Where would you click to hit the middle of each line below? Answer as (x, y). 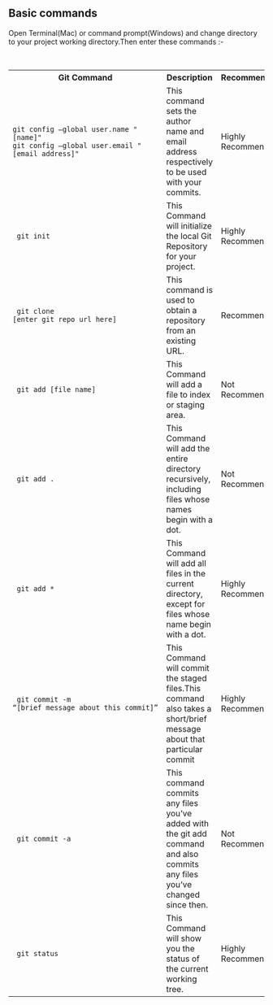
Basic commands (53, 13)
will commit (188, 668)
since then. (187, 904)
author (179, 121)
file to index (188, 394)
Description (189, 77)
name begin (188, 624)
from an (181, 330)
